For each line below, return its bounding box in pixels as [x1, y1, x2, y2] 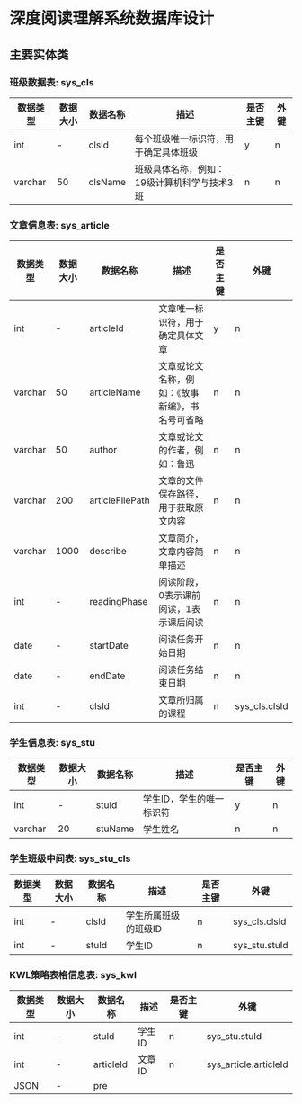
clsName [88, 175, 126, 188]
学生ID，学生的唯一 [142, 793, 225, 805]
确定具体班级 [143, 146, 198, 158]
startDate [89, 640, 129, 652]
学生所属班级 [125, 909, 181, 921]
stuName [95, 822, 135, 835]
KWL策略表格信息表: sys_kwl [9, 968, 138, 981]
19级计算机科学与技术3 [134, 176, 234, 189]
